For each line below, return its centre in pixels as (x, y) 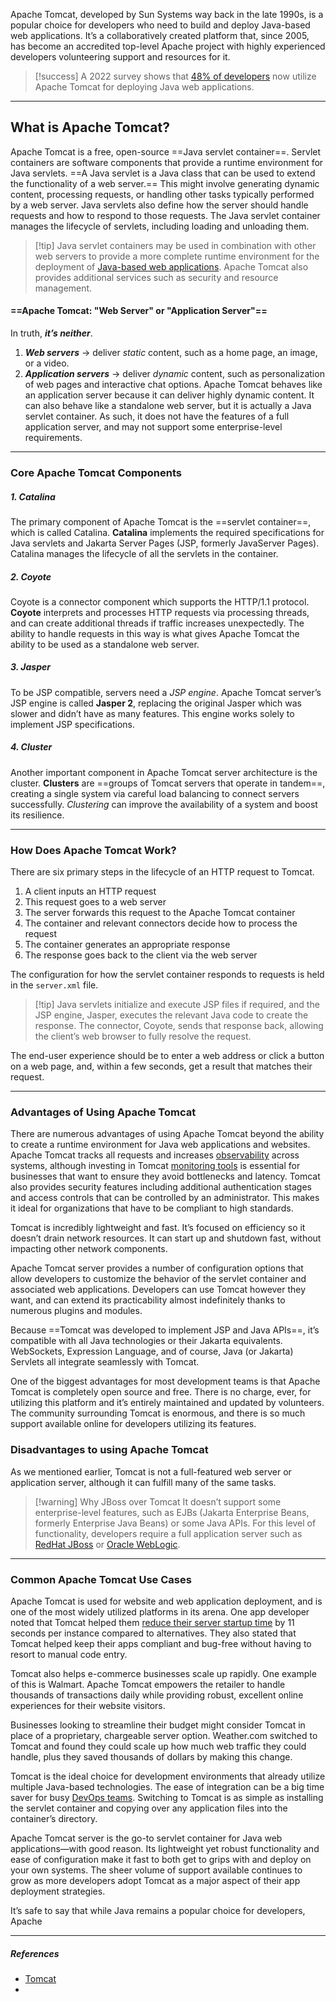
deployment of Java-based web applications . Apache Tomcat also (171, 266)
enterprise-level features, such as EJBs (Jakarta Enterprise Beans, (172, 1512)
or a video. (47, 363)
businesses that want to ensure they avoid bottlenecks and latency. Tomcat (165, 1176)
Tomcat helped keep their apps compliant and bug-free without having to (161, 1643)
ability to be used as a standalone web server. (105, 644)
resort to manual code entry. (69, 1654)
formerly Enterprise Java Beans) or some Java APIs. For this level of (175, 1523)
